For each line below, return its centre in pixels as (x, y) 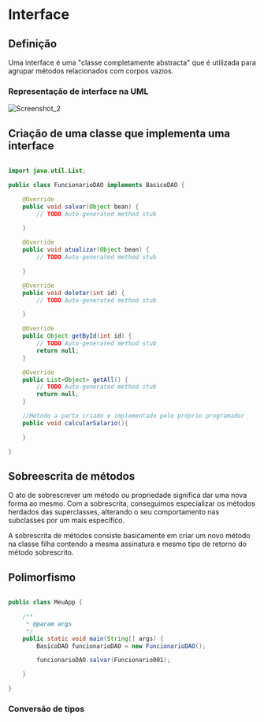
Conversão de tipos (46, 709)
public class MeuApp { (45, 602)
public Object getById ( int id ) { (77, 336)
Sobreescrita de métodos (72, 476)
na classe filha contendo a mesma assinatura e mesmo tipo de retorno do (127, 544)
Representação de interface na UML (78, 91)
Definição (33, 44)
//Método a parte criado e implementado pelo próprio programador (134, 416)
